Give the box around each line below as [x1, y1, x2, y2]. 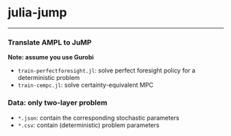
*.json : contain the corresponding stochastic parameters [17, 113, 180, 122]
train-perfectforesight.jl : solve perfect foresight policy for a [17, 66, 196, 74]
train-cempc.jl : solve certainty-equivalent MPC [17, 81, 154, 90]
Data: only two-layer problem [8, 98, 108, 107]
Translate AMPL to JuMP [8, 38, 92, 47]
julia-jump [8, 5, 67, 21]
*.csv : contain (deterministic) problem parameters [17, 121, 160, 129]
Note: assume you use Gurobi [8, 53, 95, 62]
